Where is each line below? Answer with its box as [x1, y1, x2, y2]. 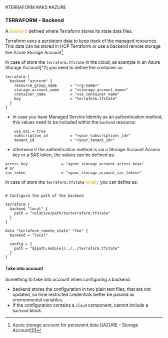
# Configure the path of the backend [5, 193, 84, 198]
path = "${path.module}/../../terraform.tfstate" [14, 246, 120, 251]
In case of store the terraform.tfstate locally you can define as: [5, 179, 138, 185]
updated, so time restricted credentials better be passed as [12, 291, 135, 298]
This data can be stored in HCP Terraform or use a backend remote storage [5, 43, 161, 49]
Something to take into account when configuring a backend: [5, 276, 131, 283]
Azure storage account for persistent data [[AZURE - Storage [12, 322, 138, 328]
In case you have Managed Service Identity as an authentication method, [12, 114, 163, 120]
